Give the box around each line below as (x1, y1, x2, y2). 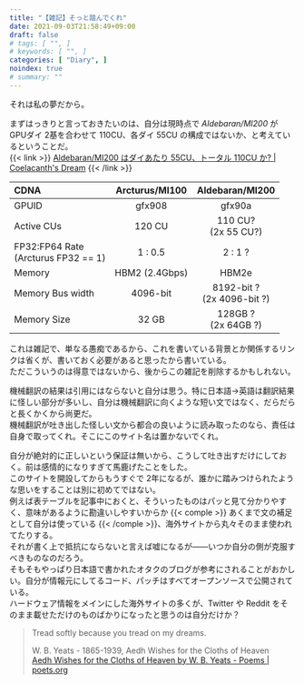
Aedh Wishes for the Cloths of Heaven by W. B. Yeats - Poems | (31, 654, 270, 665)
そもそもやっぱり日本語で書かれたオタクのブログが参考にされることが (9, 563, 272, 574)
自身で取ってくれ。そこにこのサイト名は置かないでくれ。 (9, 430, 224, 441)
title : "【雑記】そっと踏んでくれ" (9, 13, 127, 23)
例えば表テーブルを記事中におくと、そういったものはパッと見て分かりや (9, 495, 279, 506)
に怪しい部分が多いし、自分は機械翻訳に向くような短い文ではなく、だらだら (9, 397, 296, 407)
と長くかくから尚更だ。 (9, 407, 97, 418)
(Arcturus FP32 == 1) (14, 251, 106, 264)
